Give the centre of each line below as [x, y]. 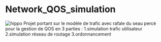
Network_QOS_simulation [60, 9]
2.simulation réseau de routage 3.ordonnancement [58, 34]
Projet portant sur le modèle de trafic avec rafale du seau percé [90, 23]
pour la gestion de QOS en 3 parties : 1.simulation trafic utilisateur [74, 28]
